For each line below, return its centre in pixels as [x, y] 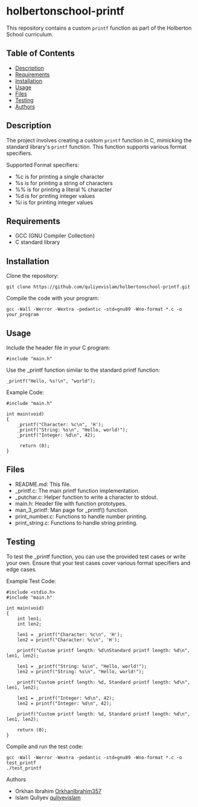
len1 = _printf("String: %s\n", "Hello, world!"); [82, 666]
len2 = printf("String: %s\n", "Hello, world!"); [81, 671]
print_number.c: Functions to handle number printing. [81, 516]
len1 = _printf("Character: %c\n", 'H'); [70, 634]
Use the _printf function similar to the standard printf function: [83, 370]
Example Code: [25, 392]
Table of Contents [41, 54]
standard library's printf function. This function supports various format [97, 147]
